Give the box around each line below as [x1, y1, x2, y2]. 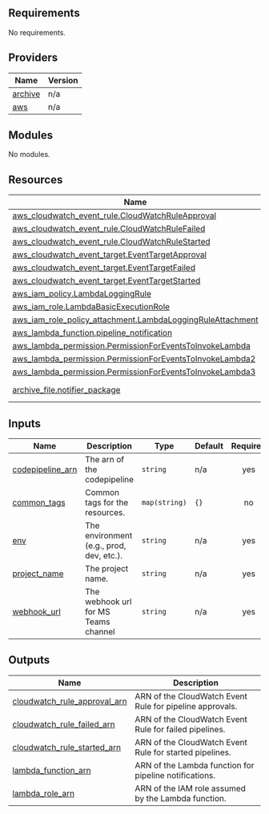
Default [195, 441, 224, 452]
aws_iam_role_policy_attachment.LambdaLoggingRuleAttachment [12, 314, 259, 325]
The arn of [85, 454, 125, 465]
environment [85, 530, 133, 542]
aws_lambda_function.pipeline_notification [12, 328, 173, 339]
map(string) [141, 498, 187, 507]
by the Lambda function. [134, 792, 227, 804]
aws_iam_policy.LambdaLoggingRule [12, 288, 152, 300]
